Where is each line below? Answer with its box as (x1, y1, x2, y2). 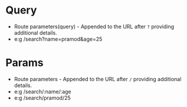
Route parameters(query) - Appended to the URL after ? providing (14, 23, 175, 30)
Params (5, 56, 44, 69)
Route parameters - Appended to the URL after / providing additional (14, 75, 182, 82)
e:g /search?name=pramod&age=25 (14, 35, 103, 42)
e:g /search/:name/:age (14, 88, 71, 95)
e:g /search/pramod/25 (14, 94, 71, 101)
